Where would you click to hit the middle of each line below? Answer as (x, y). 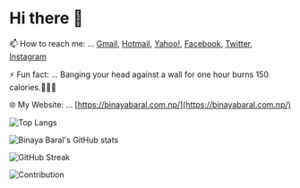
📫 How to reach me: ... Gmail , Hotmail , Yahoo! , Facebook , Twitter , (131, 43)
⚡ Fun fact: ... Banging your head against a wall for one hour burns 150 (139, 74)
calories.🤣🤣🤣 (33, 87)
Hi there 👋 (46, 18)
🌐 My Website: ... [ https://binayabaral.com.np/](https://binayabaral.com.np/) (150, 104)
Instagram (28, 56)
